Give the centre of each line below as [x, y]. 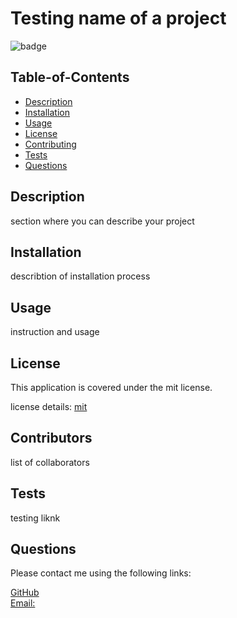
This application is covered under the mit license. [111, 387]
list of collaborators [50, 462]
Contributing [50, 144]
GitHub [25, 593]
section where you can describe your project [102, 221]
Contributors [51, 438]
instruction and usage [55, 332]
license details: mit [49, 406]
